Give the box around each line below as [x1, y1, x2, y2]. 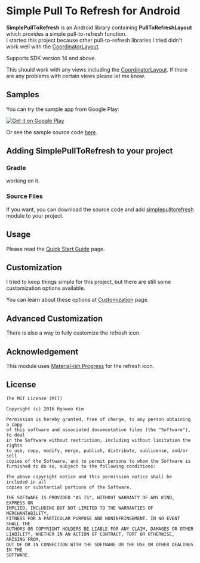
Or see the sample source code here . [6, 128, 98, 135]
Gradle [6, 164, 26, 172]
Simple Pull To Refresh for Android [6, 4, 180, 18]
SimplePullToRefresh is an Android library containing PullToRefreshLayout [6, 24, 192, 31]
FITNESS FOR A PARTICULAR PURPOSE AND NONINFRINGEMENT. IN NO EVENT [6, 515, 180, 521]
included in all [6, 479, 47, 485]
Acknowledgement [6, 347, 79, 357]
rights [6, 443, 23, 448]
